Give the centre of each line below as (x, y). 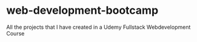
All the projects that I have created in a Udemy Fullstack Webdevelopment (98, 27)
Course (15, 33)
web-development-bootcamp (82, 10)
